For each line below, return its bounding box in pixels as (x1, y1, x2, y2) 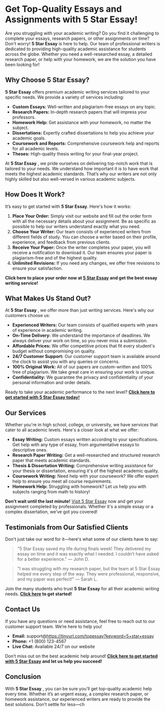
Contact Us (5, 605, 40, 614)
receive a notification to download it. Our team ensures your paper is (12, 250, 152, 256)
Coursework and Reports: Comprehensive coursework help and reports (12, 140, 160, 146)
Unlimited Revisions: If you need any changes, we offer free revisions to (12, 260, 160, 266)
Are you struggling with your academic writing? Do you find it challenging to (5, 30, 159, 36)
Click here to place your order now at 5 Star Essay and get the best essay (5, 275, 158, 281)
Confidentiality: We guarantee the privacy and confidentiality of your (12, 374, 154, 380)
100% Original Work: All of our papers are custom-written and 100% (12, 364, 153, 370)
